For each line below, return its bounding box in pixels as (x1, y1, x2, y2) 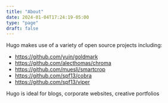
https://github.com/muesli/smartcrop (14, 66, 106, 73)
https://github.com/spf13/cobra (14, 72, 92, 79)
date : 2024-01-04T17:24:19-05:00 (6, 14, 89, 20)
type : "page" (6, 20, 39, 26)
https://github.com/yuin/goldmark (14, 53, 98, 60)
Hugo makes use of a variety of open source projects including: (6, 42, 163, 49)
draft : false (6, 25, 39, 32)
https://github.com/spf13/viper (14, 79, 91, 86)
